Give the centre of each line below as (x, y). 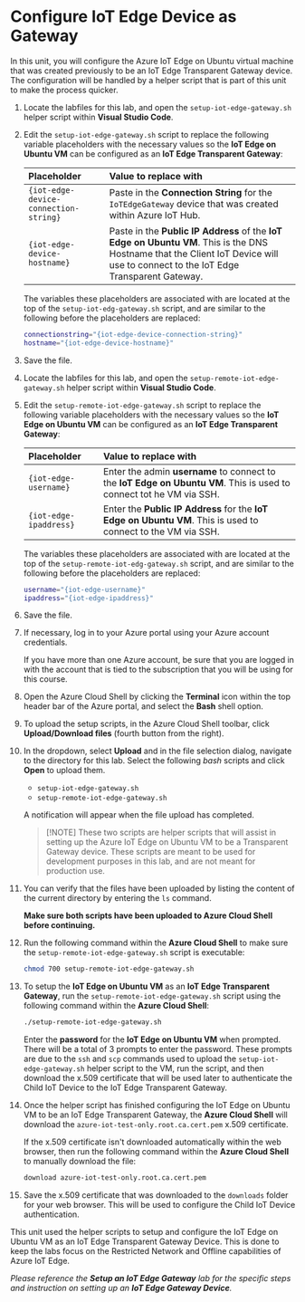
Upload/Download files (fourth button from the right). (124, 733)
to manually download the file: (80, 1162)
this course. (45, 679)
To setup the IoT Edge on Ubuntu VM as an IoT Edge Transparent (147, 986)
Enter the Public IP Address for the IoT (186, 509)
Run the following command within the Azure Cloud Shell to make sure (156, 943)
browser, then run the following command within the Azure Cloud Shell (156, 1152)
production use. (75, 871)
